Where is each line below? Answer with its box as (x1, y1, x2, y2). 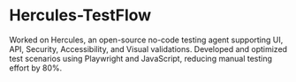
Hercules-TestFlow (9, 5, 152, 26)
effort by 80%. (9, 63, 63, 73)
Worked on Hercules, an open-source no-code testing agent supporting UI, (9, 34, 284, 45)
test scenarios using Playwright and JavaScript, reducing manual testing (9, 53, 272, 63)
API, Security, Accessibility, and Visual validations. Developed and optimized (9, 43, 288, 54)
